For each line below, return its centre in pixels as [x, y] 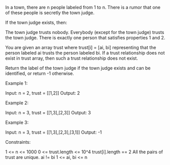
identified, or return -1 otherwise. [40, 73]
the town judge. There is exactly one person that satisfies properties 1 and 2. [85, 38]
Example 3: [17, 122]
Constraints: [18, 142]
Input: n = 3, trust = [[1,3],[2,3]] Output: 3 [48, 113]
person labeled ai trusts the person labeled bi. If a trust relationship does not [85, 53]
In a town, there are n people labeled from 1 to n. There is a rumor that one [83, 7]
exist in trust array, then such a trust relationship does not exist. [72, 58]
